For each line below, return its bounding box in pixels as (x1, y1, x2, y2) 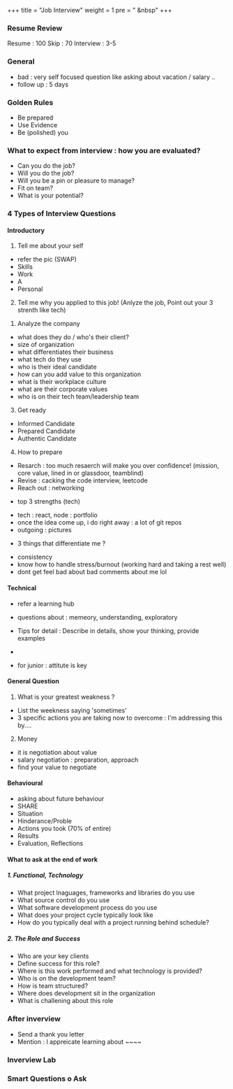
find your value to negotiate (17, 762, 97, 771)
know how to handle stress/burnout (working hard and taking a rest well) (17, 560, 227, 569)
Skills (17, 262, 33, 271)
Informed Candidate (17, 420, 75, 428)
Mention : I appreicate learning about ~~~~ (17, 1037, 142, 1046)
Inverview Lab (7, 1055, 57, 1065)
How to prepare (17, 448, 63, 457)
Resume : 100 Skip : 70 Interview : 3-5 (7, 39, 116, 48)
